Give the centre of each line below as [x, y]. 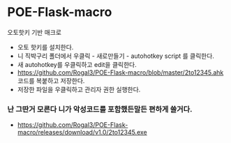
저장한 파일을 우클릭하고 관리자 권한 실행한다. [79, 89]
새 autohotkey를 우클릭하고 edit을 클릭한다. [77, 64]
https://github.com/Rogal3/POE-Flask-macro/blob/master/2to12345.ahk [120, 72]
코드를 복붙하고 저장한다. [51, 80]
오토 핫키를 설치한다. [45, 47]
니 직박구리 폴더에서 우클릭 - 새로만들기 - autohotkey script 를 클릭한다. [116, 56]
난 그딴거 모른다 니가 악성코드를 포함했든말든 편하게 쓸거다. [100, 109]
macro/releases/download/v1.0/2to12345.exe [82, 133]
